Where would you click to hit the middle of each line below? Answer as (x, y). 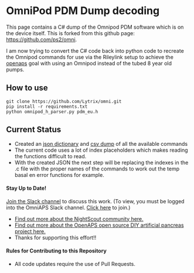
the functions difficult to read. (50, 156)
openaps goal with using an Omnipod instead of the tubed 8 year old (89, 63)
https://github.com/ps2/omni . (42, 39)
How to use (27, 88)
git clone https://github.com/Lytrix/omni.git (64, 101)
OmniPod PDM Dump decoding (83, 11)
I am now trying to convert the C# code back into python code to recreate (95, 50)
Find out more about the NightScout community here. (79, 219)
